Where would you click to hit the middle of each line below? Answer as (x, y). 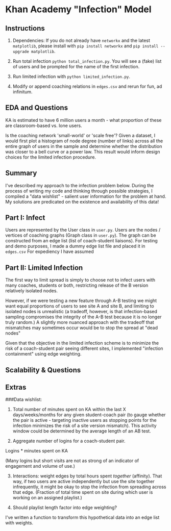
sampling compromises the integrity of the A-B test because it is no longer (83, 317)
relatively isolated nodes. (31, 291)
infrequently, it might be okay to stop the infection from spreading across (89, 487)
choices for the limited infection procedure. (51, 157)
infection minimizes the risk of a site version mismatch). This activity (84, 426)
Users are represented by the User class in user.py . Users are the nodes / (83, 230)
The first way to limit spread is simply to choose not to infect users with (80, 280)
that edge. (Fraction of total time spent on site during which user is (83, 492)
